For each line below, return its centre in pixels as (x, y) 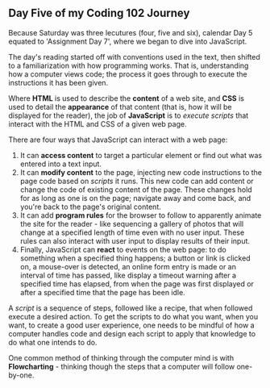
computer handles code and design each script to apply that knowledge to (132, 333)
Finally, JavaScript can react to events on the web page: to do (123, 249)
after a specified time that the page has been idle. (102, 292)
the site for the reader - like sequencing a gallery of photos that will (132, 223)
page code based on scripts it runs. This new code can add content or (137, 181)
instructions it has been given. (58, 82)
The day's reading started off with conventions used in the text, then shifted (134, 56)
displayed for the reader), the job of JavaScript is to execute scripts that (129, 115)
